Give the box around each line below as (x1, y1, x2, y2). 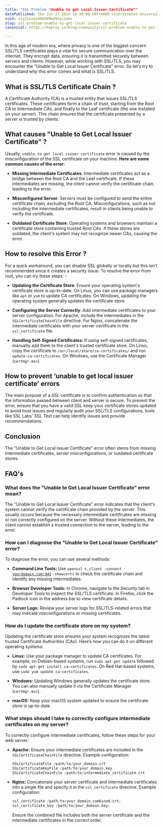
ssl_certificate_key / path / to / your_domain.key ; (12, 803, 111, 809)
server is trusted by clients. (5, 116, 60, 122)
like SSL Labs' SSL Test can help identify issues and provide (5, 413, 125, 419)
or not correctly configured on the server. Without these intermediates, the (5, 517, 154, 523)
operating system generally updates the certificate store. (12, 298, 126, 304)
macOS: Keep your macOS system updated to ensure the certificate (12, 698, 149, 704)
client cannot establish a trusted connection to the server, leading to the (5, 522, 149, 527)
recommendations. (5, 418, 43, 424)
